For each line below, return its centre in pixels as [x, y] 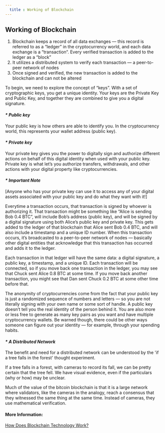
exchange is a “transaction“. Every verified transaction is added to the [83, 52]
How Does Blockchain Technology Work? [47, 426]
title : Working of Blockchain [42, 10]
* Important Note [23, 180]
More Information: [24, 414]
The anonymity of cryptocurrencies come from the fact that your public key [82, 294]
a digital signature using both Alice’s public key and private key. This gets [79, 222]
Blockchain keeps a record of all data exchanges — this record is [78, 41]
